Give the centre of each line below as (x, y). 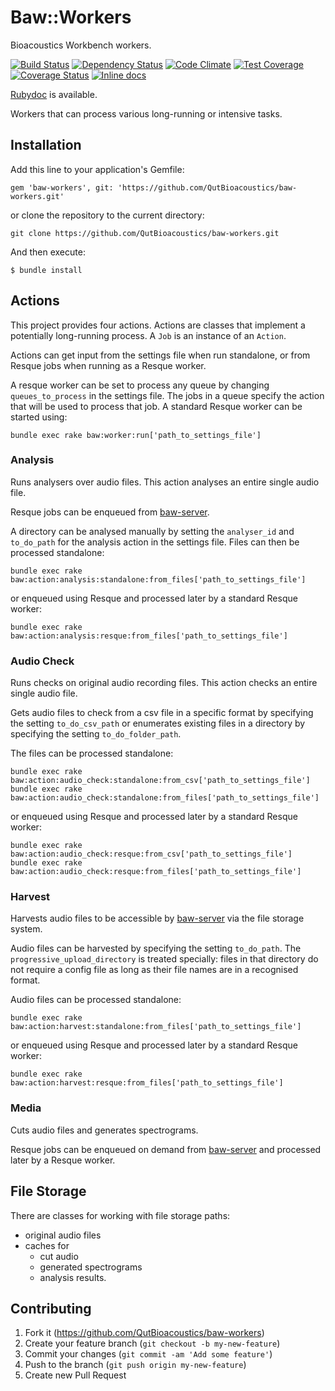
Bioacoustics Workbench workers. (81, 45)
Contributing (51, 1308)
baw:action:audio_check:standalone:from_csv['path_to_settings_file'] (160, 781)
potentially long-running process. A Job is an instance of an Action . (148, 335)
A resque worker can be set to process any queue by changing (140, 385)
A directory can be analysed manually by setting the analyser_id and (152, 531)
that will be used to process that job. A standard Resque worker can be (156, 406)
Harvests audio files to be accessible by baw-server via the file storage (157, 918)
